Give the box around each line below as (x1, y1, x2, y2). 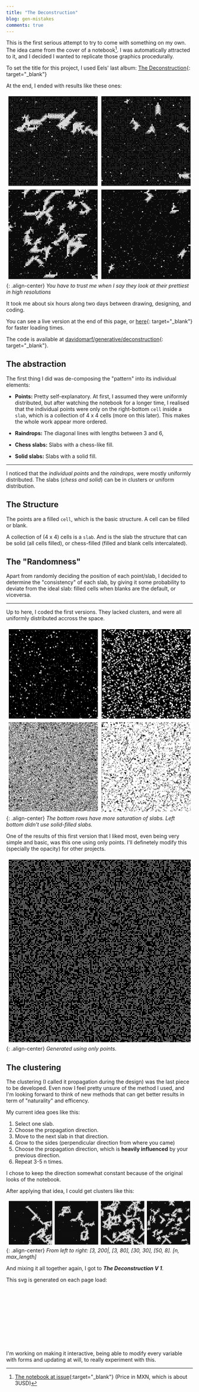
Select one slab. (14, 1120, 54, 1127)
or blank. (6, 521, 28, 529)
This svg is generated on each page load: (6, 1276, 108, 1284)
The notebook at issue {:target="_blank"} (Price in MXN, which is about (14, 1374, 188, 1381)
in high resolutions (6, 288, 52, 296)
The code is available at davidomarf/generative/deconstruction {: (6, 336, 164, 343)
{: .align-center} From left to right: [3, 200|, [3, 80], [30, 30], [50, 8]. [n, (6, 1247, 179, 1254)
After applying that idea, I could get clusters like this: (6, 1187, 134, 1195)
